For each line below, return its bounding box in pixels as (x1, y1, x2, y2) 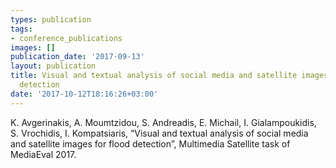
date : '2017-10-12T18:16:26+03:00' (10, 89, 159, 99)
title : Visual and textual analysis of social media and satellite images (10, 71, 329, 81)
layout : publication (10, 61, 97, 71)
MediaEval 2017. (10, 148, 77, 160)
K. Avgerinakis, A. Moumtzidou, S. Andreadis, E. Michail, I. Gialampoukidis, (10, 116, 317, 128)
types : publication (10, 14, 92, 25)
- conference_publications (10, 33, 123, 43)
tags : (10, 24, 33, 34)
